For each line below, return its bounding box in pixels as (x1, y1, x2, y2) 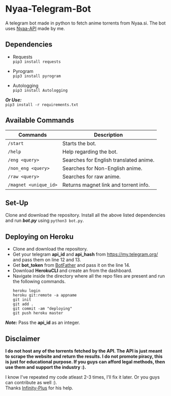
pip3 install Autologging (12, 88, 68, 93)
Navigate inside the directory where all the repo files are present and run (12, 273, 165, 279)
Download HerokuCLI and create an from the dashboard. (12, 267, 132, 274)
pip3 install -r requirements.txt (5, 102, 79, 107)
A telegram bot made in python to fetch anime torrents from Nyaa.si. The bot (5, 20, 166, 26)
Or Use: (5, 96, 22, 103)
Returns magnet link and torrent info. (62, 181, 150, 188)
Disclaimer (5, 334, 40, 343)
